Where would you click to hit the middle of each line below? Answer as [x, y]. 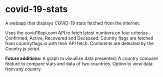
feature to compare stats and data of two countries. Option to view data [79, 63]
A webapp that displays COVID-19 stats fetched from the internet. [73, 23]
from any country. [23, 69]
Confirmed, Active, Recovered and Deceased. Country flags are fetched [79, 38]
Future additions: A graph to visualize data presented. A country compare [82, 58]
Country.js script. [23, 48]
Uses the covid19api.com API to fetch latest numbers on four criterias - [78, 32]
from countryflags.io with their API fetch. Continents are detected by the [79, 43]
